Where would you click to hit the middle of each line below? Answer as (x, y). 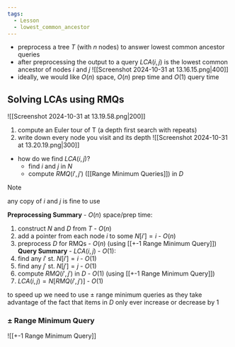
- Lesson (27, 20)
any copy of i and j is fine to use (54, 201)
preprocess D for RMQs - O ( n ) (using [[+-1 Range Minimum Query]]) (117, 244)
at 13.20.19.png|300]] (48, 145)
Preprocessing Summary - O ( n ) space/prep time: (80, 215)
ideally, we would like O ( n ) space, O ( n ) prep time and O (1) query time (118, 77)
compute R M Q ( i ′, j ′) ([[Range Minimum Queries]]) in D (106, 174)
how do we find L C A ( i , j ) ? (54, 159)
